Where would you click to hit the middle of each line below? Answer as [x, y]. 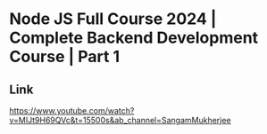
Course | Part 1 [65, 57]
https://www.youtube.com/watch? [72, 110]
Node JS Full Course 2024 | [113, 19]
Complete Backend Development [134, 38]
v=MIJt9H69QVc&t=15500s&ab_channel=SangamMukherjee [120, 120]
